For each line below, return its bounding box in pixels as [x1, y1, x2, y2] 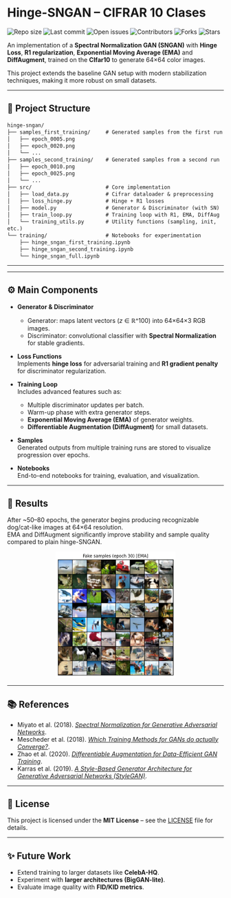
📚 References [7, 699, 69, 711]
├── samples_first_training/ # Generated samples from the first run [7, 129, 223, 136]
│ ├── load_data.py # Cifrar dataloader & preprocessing [7, 191, 214, 198]
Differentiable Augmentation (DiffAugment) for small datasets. [27, 422, 208, 431]
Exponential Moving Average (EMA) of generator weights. [27, 415, 194, 424]
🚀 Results [7, 497, 48, 509]
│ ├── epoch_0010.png [7, 163, 76, 170]
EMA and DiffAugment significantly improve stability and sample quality [7, 530, 210, 539]
